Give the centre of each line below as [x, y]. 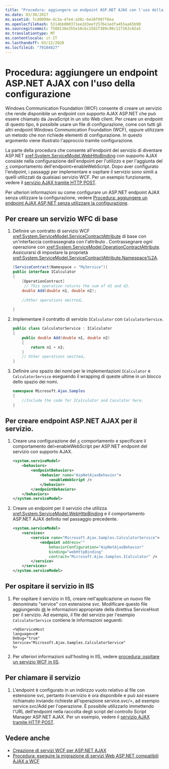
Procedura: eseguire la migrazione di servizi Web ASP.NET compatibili [86, 756]
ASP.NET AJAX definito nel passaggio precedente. [65, 519]
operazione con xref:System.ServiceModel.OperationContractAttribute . [86, 247]
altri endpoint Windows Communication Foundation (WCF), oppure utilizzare [84, 130]
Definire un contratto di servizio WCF [51, 231]
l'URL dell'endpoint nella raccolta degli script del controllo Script [79, 711]
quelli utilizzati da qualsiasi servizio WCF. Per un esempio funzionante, [79, 177]
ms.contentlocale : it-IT [31, 38]
